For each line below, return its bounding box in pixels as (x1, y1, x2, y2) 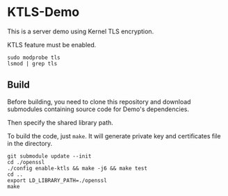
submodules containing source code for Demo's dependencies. (7, 105, 190, 113)
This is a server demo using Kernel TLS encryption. (7, 27, 154, 35)
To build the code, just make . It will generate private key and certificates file (7, 131, 221, 140)
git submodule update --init (7, 152, 92, 160)
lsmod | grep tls (7, 60, 58, 67)
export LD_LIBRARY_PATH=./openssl (7, 177, 108, 184)
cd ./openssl (7, 158, 45, 165)
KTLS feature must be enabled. (7, 40, 97, 49)
